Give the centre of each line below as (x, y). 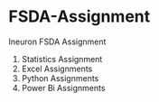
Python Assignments (60, 78)
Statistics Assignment (62, 59)
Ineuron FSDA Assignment (57, 42)
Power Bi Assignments (63, 88)
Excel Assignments (57, 69)
